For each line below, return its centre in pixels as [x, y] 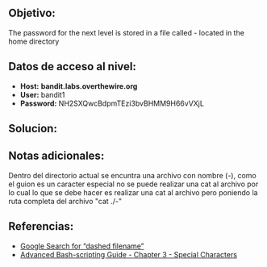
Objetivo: [32, 13]
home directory [34, 41]
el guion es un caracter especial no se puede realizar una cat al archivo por [133, 184]
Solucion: [33, 129]
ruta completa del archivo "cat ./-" [65, 201]
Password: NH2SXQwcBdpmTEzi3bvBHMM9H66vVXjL [112, 103]
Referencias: [41, 226]
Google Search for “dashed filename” [82, 246]
